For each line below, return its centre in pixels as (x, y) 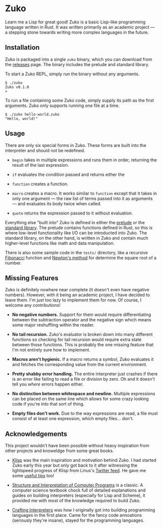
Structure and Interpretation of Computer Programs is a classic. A (77, 485)
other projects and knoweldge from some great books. (59, 451)
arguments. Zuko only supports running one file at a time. (62, 106)
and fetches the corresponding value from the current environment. (80, 365)
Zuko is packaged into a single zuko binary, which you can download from (79, 59)
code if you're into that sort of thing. (48, 404)
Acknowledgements (36, 434)
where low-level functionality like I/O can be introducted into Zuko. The (76, 233)
